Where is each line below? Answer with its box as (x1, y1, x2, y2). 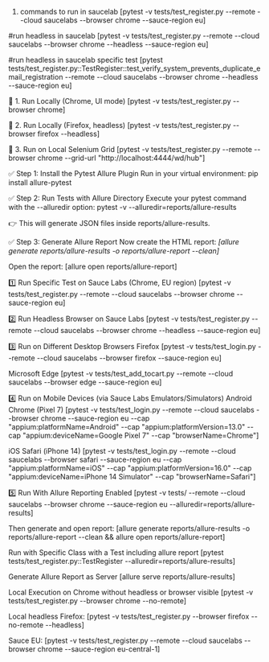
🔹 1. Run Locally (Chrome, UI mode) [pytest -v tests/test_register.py (8, 97, 231, 105)
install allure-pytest (8, 178, 72, 187)
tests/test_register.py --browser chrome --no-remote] (8, 596, 187, 606)
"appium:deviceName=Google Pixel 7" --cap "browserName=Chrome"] (22, 430, 259, 440)
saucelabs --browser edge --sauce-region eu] (8, 377, 162, 387)
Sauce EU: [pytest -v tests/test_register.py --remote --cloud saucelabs (8, 635, 243, 645)
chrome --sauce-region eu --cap (40, 413, 150, 423)
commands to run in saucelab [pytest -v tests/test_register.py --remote (19, 7, 255, 16)
